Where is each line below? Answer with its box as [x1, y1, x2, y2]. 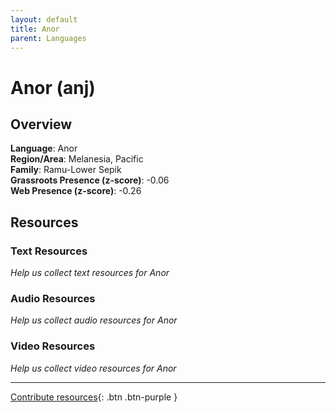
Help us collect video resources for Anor [10, 362, 177, 374]
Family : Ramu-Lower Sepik [10, 164, 122, 176]
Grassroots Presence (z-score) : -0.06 [10, 174, 170, 186]
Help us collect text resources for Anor [10, 267, 170, 279]
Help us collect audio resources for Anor [10, 314, 178, 326]
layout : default [10, 14, 78, 25]
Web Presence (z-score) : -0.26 [10, 185, 142, 197]
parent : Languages [10, 33, 87, 43]
